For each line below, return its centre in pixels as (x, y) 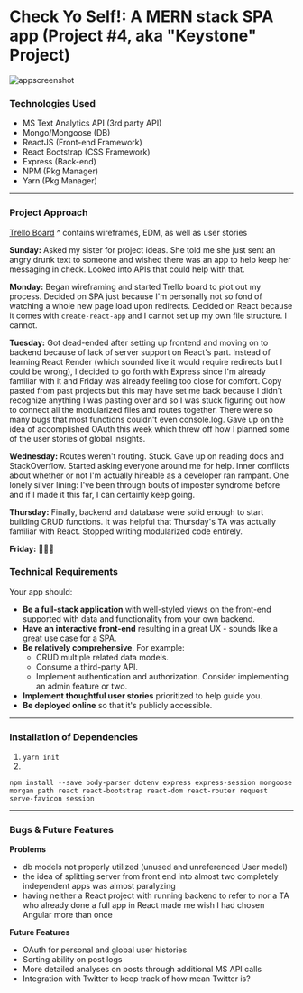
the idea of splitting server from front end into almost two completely (150, 876)
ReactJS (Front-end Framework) (82, 143)
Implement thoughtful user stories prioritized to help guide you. (142, 695)
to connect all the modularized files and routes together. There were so (141, 409)
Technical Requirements (64, 572)
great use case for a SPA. (69, 638)
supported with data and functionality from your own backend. (138, 618)
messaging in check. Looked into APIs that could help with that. (127, 269)
